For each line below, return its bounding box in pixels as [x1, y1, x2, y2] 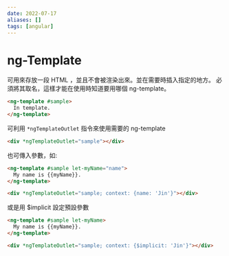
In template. [13, 104, 51, 112]
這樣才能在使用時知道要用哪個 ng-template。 [43, 84, 171, 93]
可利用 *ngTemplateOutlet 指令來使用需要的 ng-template [7, 124, 166, 132]
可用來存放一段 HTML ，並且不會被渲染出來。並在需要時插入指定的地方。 [7, 76, 215, 84]
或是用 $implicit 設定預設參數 [7, 203, 89, 211]
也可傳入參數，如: [7, 151, 58, 159]
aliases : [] [7, 16, 41, 23]
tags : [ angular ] [7, 23, 54, 30]
